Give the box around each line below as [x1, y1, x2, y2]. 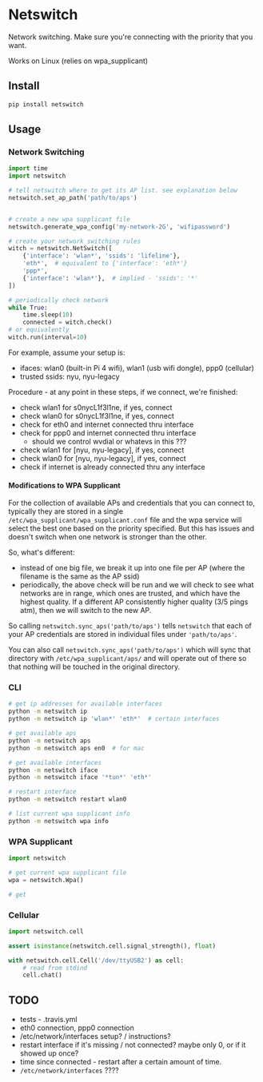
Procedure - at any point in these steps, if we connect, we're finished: [8, 387, 238, 396]
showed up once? [19, 1048, 79, 1058]
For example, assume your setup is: [8, 348, 126, 357]
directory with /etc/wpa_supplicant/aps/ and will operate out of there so [8, 654, 247, 663]
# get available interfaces [8, 758, 102, 766]
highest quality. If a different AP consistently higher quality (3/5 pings [19, 597, 249, 607]
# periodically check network [8, 296, 110, 304]
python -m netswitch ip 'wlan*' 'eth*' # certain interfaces [8, 715, 220, 723]
